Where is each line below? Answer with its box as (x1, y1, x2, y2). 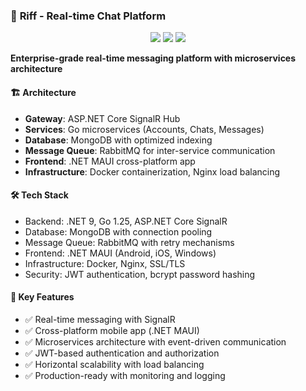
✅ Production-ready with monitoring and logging (24, 369, 226, 381)
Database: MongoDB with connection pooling (24, 225, 213, 238)
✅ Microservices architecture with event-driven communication (24, 335, 287, 348)
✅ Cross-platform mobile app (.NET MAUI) (24, 324, 200, 336)
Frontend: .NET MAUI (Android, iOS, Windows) (24, 247, 217, 259)
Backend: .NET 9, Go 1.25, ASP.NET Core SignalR (24, 215, 228, 227)
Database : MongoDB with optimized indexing (24, 134, 213, 146)
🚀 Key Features (10, 291, 75, 303)
